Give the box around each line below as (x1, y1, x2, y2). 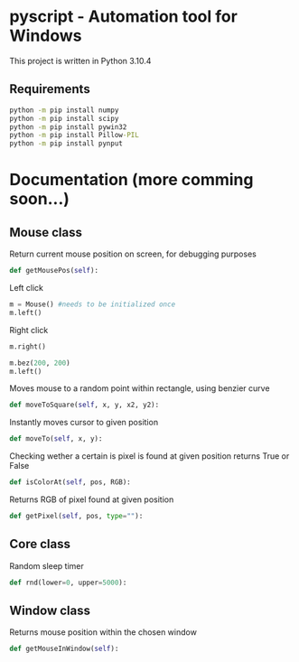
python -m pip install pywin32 (9, 122, 127, 132)
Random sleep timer (9, 560, 84, 571)
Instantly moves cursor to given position (9, 417, 159, 428)
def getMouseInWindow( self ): (9, 644, 119, 654)
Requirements (9, 81, 90, 97)
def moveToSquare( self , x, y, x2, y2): (9, 400, 160, 410)
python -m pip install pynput (9, 139, 124, 148)
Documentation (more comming (9, 170, 254, 191)
